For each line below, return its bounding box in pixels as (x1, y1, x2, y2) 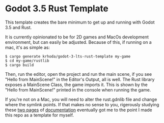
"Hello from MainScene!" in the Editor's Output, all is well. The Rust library (5, 76, 155, 82)
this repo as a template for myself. (5, 112, 74, 118)
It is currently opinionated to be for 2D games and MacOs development (5, 34, 149, 40)
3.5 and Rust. (5, 24, 32, 30)
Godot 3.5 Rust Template (5, 3, 109, 14)
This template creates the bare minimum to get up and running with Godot (5, 19, 155, 25)
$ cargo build (5, 62, 34, 67)
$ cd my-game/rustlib (5, 58, 50, 63)
